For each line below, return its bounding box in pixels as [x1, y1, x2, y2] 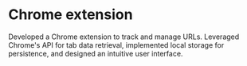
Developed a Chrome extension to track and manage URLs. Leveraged [8, 32, 240, 41]
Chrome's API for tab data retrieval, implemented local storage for [8, 40, 225, 49]
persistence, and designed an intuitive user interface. [8, 49, 183, 58]
